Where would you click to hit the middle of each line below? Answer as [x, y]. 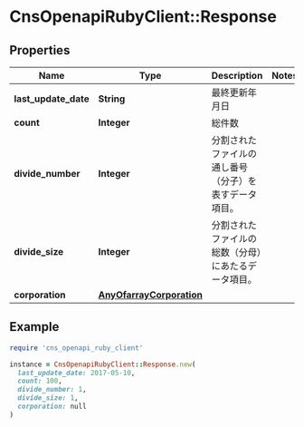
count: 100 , [40, 381]
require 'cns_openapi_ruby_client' [76, 348]
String [112, 99]
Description [237, 76]
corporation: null [52, 407]
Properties [40, 50]
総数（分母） [237, 252]
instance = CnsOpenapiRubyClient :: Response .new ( [103, 364]
